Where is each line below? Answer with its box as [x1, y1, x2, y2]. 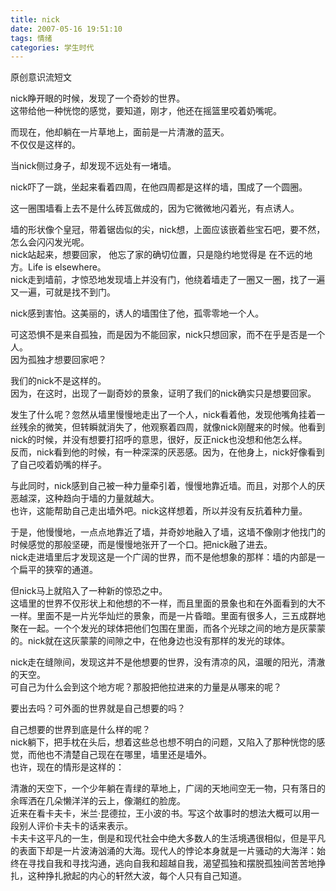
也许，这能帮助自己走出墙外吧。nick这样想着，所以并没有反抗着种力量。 [10, 505, 308, 517]
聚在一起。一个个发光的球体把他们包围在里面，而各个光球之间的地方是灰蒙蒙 [10, 622, 326, 635]
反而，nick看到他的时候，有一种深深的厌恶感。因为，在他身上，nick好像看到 [10, 446, 325, 458]
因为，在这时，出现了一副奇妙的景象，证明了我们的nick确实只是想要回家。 [10, 387, 317, 400]
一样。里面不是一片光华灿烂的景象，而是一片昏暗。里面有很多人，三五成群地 [10, 610, 326, 622]
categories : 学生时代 [10, 42, 95, 53]
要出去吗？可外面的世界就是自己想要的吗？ [10, 702, 186, 715]
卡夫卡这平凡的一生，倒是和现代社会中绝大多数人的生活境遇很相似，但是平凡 [10, 832, 326, 845]
